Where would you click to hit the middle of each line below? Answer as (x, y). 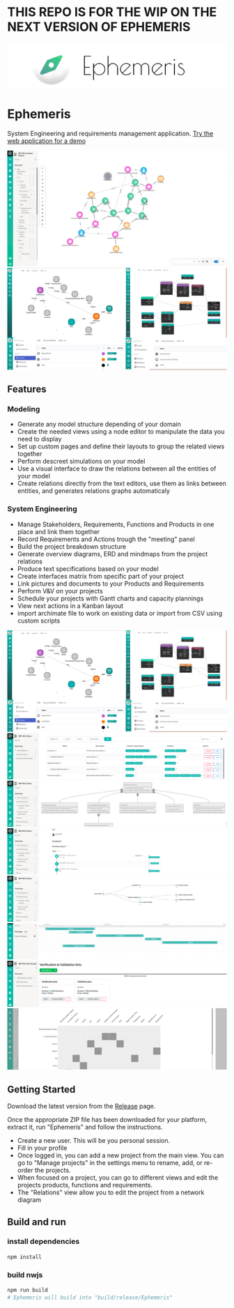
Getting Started (41, 1089)
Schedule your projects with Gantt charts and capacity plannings (110, 598)
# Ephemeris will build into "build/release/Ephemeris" (90, 1298)
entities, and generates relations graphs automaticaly (94, 491)
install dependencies (44, 1242)
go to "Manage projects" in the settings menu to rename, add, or (110, 1163)
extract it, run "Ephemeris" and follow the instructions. (85, 1127)
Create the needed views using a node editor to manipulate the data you (121, 432)
